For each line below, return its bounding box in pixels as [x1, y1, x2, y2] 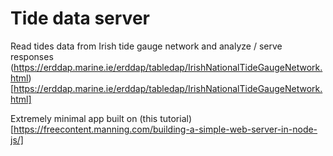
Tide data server [10, 7, 150, 30]
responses [10, 50, 54, 62]
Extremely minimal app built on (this [10, 112, 158, 124]
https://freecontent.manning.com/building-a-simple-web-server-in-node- [13, 123, 318, 135]
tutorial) [159, 112, 193, 124]
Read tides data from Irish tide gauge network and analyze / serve [10, 40, 283, 52]
